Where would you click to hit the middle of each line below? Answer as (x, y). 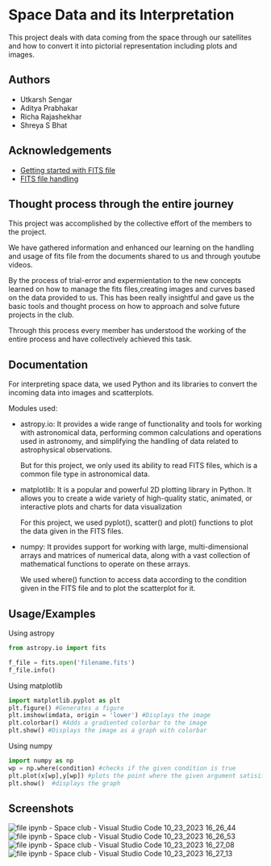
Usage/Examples (52, 613)
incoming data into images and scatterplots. (81, 393)
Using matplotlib (35, 686)
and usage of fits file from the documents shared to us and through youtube (134, 256)
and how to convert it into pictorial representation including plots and (123, 45)
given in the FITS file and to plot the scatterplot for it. (108, 589)
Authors (29, 80)
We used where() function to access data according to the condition (133, 580)
